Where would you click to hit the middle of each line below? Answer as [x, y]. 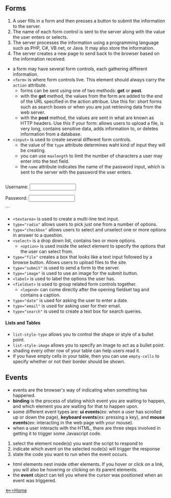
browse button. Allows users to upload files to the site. [70, 262]
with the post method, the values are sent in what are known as [87, 118]
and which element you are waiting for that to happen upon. [76, 406]
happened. [24, 395]
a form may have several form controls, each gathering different [80, 69]
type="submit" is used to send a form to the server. [66, 268]
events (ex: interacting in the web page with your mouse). [73, 422]
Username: [17, 187]
